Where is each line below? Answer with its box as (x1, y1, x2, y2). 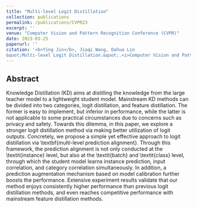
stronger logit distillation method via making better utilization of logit (6, 127, 171, 134)
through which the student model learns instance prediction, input (6, 158, 166, 165)
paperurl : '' (6, 42, 38, 47)
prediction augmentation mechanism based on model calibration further (6, 171, 180, 178)
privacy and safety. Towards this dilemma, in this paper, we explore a (6, 121, 173, 128)
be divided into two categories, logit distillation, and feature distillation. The (6, 102, 188, 109)
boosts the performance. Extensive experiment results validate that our (6, 177, 178, 184)
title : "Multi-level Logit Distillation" (6, 8, 109, 15)
